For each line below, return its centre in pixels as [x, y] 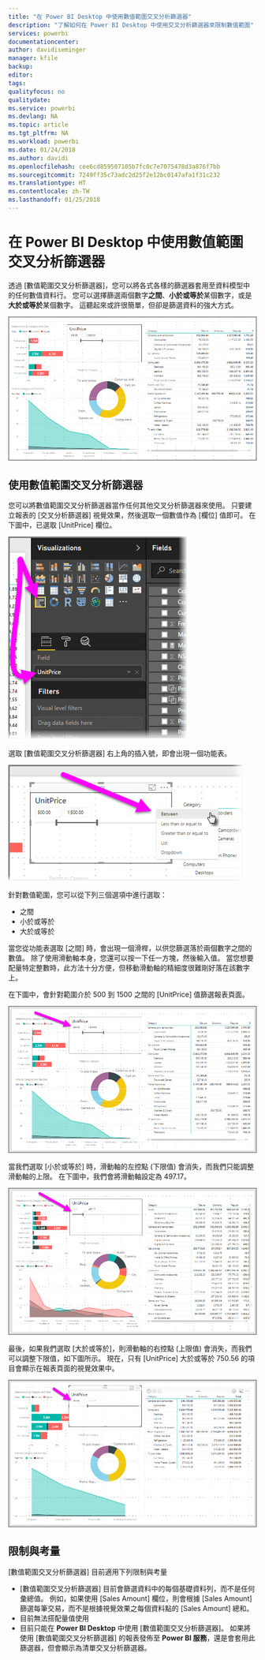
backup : [21, 67]
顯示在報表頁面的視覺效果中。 [70, 1368]
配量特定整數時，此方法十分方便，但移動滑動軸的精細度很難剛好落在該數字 [129, 967]
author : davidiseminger [47, 50]
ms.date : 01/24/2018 [42, 150]
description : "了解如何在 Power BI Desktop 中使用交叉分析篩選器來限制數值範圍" [131, 25]
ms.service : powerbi [42, 108]
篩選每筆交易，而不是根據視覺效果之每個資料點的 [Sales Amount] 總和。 [136, 1608]
